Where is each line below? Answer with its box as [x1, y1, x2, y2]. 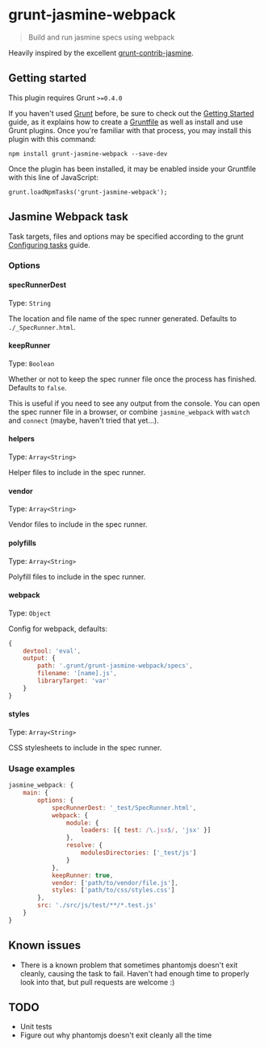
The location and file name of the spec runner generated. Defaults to [8, 313, 237, 324]
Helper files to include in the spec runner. [8, 468, 146, 478]
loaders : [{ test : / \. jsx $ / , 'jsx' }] [80, 826, 211, 834]
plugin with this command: [8, 134, 97, 144]
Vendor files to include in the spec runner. [8, 520, 148, 529]
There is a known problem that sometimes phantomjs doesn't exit [19, 960, 238, 970]
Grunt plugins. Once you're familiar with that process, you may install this [8, 125, 252, 135]
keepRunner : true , [51, 871, 114, 879]
